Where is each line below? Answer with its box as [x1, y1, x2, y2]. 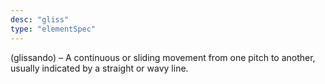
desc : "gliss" [10, 14, 70, 25]
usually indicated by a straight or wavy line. [10, 62, 189, 74]
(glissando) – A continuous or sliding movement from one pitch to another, [10, 51, 316, 63]
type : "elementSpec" [10, 24, 97, 34]
